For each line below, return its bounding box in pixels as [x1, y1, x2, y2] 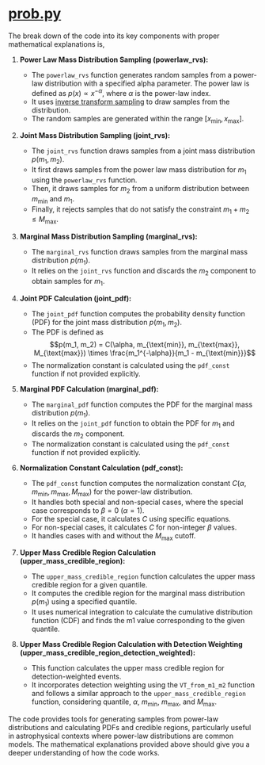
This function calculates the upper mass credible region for [31, 664, 225, 673]
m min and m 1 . [31, 193, 75, 205]
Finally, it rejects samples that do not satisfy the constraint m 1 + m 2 [31, 204, 250, 216]
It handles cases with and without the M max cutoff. [31, 530, 196, 542]
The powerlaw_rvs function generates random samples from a [31, 70, 232, 79]
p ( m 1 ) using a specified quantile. [31, 597, 138, 609]
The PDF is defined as [31, 327, 104, 337]
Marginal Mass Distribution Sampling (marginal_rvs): [19, 231, 198, 242]
